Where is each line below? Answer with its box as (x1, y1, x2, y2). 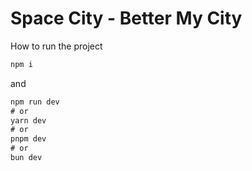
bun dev (10, 153, 43, 163)
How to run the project (10, 40, 103, 52)
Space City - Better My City (10, 7, 243, 30)
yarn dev (10, 115, 47, 126)
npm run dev (10, 97, 60, 107)
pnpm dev (10, 134, 47, 144)
